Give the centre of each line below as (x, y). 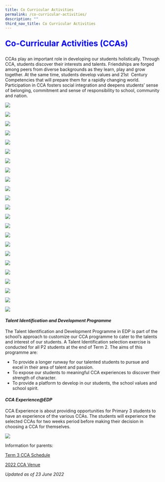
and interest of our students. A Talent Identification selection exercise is (78, 342)
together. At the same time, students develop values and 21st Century (76, 75)
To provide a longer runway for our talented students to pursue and (81, 362)
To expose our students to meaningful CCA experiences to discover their (86, 373)
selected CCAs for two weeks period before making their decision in (74, 421)
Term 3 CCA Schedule (28, 455)
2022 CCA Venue (23, 464)
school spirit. (25, 388)
